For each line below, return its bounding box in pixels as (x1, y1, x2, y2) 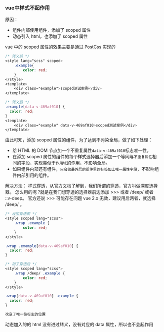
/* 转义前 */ (5, 54, 30, 59)
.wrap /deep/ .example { (14, 270, 65, 276)
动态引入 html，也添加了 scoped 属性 (12, 33, 88, 39)
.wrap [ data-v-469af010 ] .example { (5, 294, 79, 299)
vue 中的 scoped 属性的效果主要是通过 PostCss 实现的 (5, 44, 116, 50)
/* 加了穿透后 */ (5, 262, 37, 266)
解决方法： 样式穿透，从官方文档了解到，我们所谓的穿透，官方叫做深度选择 (5, 183, 158, 189)
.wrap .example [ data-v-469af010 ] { (5, 243, 79, 249)
